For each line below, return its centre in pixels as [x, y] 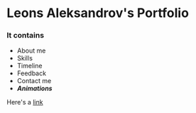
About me [31, 50]
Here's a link [25, 102]
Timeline [29, 66]
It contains [25, 36]
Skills [25, 58]
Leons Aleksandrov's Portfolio [98, 13]
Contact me [34, 81]
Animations [34, 88]
